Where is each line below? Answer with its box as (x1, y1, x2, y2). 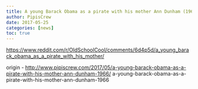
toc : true (6, 30, 31, 36)
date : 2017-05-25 (6, 19, 49, 25)
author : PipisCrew (6, 14, 51, 20)
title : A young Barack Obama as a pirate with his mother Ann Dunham (6, 8, 181, 15)
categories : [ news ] (6, 25, 54, 31)
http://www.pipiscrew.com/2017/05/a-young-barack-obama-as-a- (25, 64, 187, 71)
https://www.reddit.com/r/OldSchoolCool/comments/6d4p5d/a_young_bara (6, 46, 190, 53)
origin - (6, 64, 24, 71)
